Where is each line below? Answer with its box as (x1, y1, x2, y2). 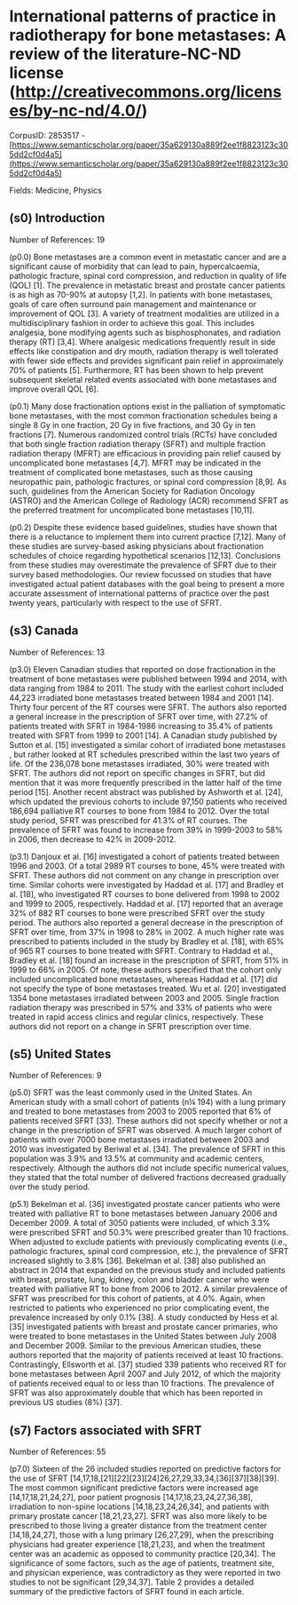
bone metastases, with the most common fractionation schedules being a (9, 410, 278, 421)
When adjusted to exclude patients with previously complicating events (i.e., (9, 1236, 288, 1247)
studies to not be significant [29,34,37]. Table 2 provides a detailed (9, 1577, 255, 1587)
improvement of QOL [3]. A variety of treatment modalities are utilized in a (9, 308, 279, 319)
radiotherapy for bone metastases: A (9, 25, 286, 45)
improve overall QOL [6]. (9, 384, 99, 394)
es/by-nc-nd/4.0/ (9, 100, 142, 121)
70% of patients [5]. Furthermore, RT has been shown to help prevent (9, 364, 264, 375)
